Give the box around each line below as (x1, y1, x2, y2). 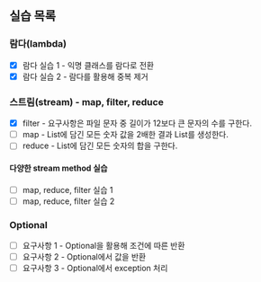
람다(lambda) (9, 38, 67, 50)
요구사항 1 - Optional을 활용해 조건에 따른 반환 (22, 240, 185, 251)
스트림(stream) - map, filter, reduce (9, 95, 164, 108)
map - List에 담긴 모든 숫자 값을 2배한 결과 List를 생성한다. (22, 129, 229, 140)
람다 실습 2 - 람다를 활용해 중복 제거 (22, 71, 148, 82)
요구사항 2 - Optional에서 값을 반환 (22, 251, 147, 262)
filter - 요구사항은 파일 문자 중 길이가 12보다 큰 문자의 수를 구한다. (22, 118, 252, 128)
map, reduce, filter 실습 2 (22, 196, 115, 207)
